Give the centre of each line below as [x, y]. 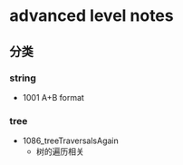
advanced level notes [91, 16]
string [23, 78]
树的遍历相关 [60, 151]
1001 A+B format [53, 97]
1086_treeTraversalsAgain [71, 141]
